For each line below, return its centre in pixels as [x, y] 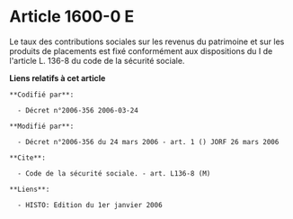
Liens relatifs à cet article [58, 78]
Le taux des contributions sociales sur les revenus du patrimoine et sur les [147, 41]
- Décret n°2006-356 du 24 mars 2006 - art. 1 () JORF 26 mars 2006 [148, 141]
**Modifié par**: [42, 126]
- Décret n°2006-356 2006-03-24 [78, 110]
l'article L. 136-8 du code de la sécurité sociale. [97, 60]
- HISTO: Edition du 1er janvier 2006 [90, 205]
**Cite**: [28, 158]
